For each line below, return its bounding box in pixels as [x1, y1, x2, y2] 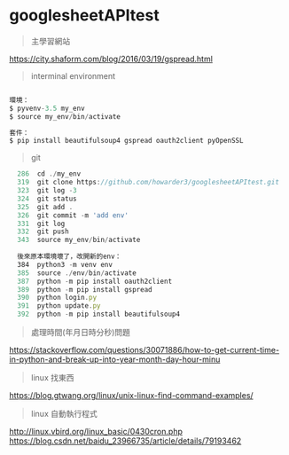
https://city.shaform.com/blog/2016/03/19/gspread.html [9, 53, 213, 64]
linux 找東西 [30, 373, 74, 383]
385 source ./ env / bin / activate [17, 268, 137, 278]
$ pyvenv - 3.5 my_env [9, 104, 86, 113]
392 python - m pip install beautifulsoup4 [17, 310, 180, 319]
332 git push [17, 227, 69, 236]
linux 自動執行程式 [30, 409, 98, 420]
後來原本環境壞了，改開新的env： [17, 252, 122, 262]
